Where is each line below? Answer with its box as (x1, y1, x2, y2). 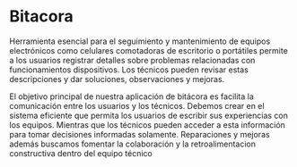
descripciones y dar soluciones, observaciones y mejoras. (9, 73, 225, 84)
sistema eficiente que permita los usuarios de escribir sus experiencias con (9, 110, 289, 121)
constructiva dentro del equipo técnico (9, 147, 153, 158)
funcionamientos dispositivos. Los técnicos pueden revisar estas (9, 64, 249, 75)
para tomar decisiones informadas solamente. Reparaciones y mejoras (9, 129, 271, 139)
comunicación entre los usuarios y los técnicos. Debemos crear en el (9, 100, 265, 111)
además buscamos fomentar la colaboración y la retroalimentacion (9, 138, 257, 149)
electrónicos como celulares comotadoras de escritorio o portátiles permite (9, 45, 289, 55)
